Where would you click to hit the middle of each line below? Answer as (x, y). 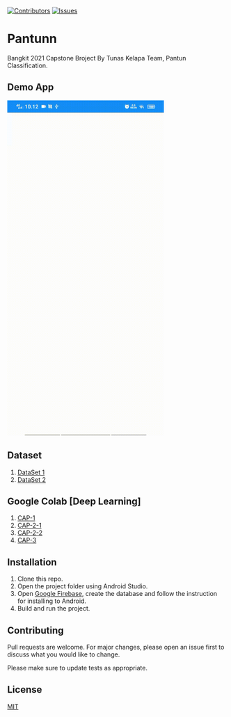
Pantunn (32, 39)
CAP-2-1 (29, 526)
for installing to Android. (52, 601)
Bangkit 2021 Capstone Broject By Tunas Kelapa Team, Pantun (97, 58)
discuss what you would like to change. (64, 654)
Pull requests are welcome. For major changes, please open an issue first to (116, 647)
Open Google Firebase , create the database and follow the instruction (117, 594)
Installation (32, 562)
